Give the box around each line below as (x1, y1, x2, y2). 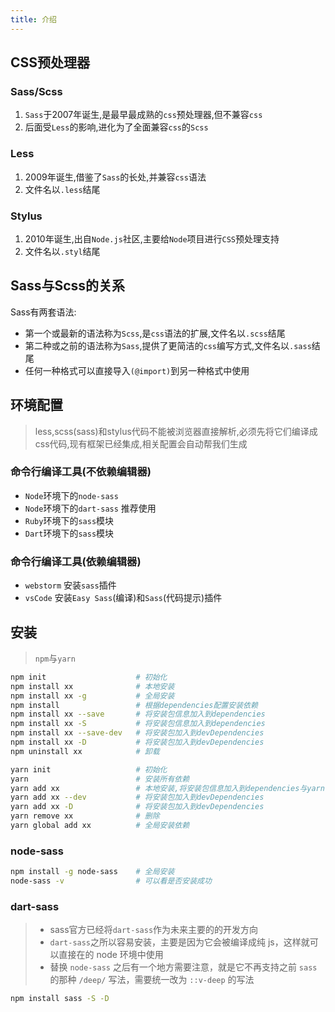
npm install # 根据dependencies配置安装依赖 (10, 700, 258, 710)
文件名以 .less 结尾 (24, 183, 101, 195)
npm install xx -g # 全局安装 (10, 691, 175, 701)
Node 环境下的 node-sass (24, 489, 119, 501)
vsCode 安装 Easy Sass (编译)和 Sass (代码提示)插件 (24, 592, 223, 604)
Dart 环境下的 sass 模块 (24, 527, 115, 539)
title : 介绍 (10, 14, 57, 25)
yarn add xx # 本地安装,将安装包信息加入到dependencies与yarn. (10, 783, 330, 793)
